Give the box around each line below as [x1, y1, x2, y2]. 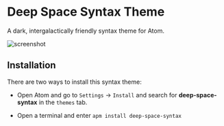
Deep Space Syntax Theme [7, 4, 165, 20]
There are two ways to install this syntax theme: [7, 78, 142, 86]
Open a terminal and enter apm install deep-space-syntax [16, 111, 182, 119]
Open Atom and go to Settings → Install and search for [16, 91, 177, 99]
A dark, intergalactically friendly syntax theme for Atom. [7, 27, 164, 35]
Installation [7, 59, 56, 72]
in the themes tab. [38, 98, 88, 106]
